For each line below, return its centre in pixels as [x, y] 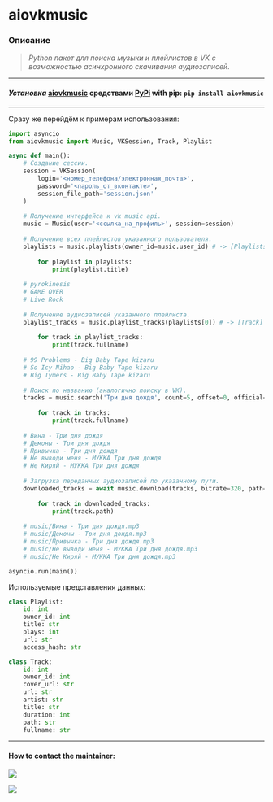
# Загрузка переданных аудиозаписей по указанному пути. [121, 482]
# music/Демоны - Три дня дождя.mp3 [85, 534]
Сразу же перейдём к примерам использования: [94, 119]
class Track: [30, 662]
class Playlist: [36, 602]
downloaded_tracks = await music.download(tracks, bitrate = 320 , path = [145, 488]
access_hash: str [52, 647]
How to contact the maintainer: [62, 756]
